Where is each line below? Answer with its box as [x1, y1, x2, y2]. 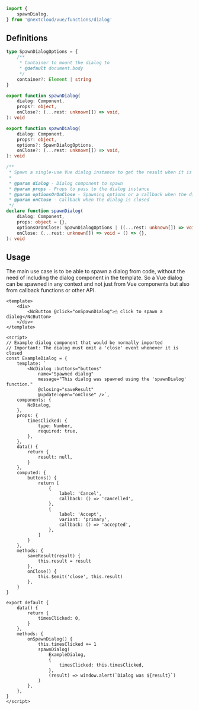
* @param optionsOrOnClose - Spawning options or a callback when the [8, 191, 187, 197]
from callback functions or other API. [6, 287, 97, 294]
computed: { [17, 470, 46, 476]
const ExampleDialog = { [6, 355, 68, 362]
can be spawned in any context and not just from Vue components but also [6, 280, 190, 288]
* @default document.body [19, 65, 84, 71]
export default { [6, 600, 49, 606]
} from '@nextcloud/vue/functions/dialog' [6, 17, 113, 23]
